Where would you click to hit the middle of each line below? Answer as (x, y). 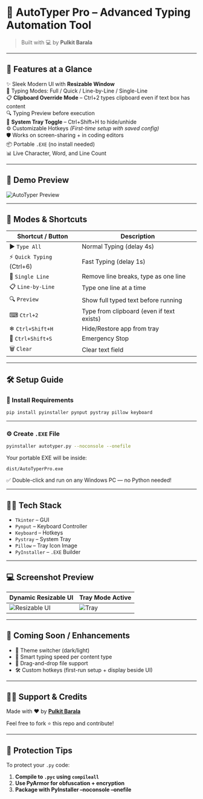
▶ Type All (25, 246)
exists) (91, 319)
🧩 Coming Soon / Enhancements (68, 636)
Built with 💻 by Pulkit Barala (56, 42)
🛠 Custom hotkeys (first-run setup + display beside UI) (84, 670)
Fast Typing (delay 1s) (113, 261)
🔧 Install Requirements (40, 400)
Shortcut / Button (43, 237)
